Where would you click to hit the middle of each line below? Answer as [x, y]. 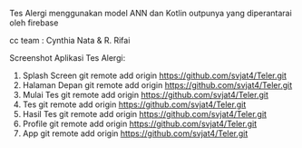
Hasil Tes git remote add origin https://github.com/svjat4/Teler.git [145, 114]
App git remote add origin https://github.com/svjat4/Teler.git [135, 133]
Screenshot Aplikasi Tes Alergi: [68, 58]
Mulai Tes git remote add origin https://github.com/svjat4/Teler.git [146, 95]
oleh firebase [34, 23]
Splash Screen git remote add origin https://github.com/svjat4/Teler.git [155, 75]
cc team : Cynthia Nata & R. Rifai [70, 40]
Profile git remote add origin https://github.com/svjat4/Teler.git [140, 123]
